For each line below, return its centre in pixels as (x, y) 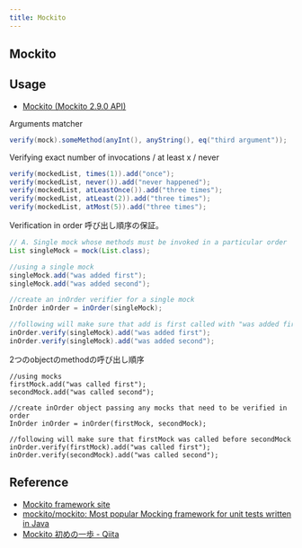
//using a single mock (52, 267)
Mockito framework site (66, 504)
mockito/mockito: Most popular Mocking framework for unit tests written (157, 514)
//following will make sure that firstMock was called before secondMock (151, 439)
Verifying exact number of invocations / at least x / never (115, 157)
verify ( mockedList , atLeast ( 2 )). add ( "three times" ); (110, 199)
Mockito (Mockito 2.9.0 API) (74, 106)
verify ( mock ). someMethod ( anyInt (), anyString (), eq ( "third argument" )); (148, 140)
